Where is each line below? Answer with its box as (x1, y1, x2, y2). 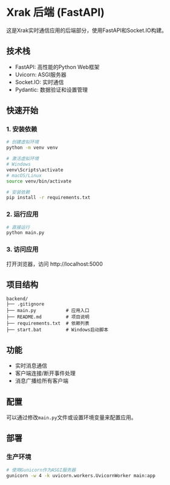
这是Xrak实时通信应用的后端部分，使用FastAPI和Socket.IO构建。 (6, 27, 168, 34)
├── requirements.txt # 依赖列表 (6, 321, 90, 327)
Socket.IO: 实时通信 (15, 78, 64, 85)
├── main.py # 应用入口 (6, 308, 90, 314)
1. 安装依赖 (6, 125, 38, 134)
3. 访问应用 (6, 246, 39, 254)
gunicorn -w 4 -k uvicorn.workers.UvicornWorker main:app (6, 472, 155, 478)
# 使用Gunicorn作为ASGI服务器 (6, 467, 76, 473)
